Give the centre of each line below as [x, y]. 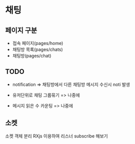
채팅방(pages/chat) [32, 56]
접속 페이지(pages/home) [38, 43]
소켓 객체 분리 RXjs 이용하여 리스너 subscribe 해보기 [57, 136]
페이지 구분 [21, 30]
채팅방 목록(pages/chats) [38, 49]
